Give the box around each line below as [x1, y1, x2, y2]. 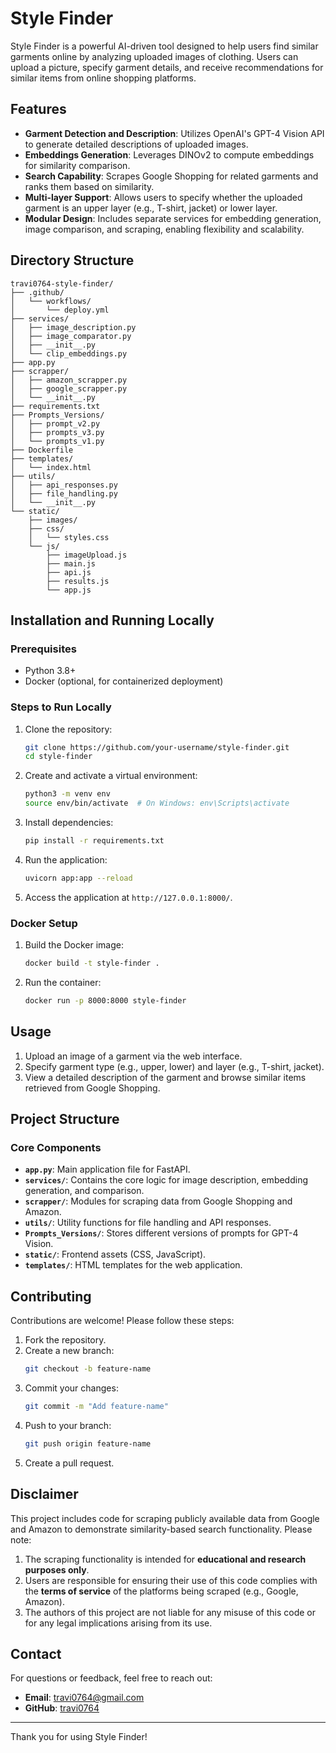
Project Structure [10, 1111, 120, 1128]
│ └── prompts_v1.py [10, 436, 105, 446]
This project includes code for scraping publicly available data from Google [10, 1512, 320, 1524]
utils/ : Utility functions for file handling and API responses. [24, 1217, 272, 1229]
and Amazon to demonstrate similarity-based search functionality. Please [10, 1523, 313, 1535]
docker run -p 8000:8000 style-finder [24, 995, 187, 1006]
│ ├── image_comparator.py [10, 331, 132, 341]
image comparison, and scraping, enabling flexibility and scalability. [24, 223, 305, 235]
